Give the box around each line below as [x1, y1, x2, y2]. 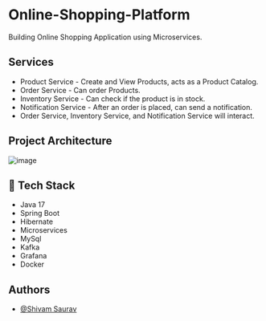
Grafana [19, 251, 47, 261]
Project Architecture [8, 134, 113, 148]
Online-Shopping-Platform [8, 6, 190, 24]
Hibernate [19, 217, 54, 226]
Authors [8, 282, 51, 296]
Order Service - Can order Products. [19, 85, 141, 95]
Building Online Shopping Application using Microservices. [8, 32, 203, 42]
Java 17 [19, 200, 46, 209]
